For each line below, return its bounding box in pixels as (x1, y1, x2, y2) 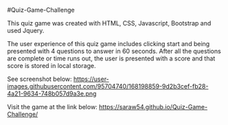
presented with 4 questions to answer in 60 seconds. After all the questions (7, 47, 221, 55)
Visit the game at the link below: (7, 103, 98, 111)
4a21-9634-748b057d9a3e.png (7, 89, 97, 98)
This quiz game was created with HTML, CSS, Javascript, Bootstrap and (7, 19, 212, 27)
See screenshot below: (7, 75, 72, 83)
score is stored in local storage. (7, 62, 96, 69)
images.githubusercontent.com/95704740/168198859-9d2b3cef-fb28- (7, 82, 209, 90)
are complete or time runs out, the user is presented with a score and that (7, 54, 216, 62)
